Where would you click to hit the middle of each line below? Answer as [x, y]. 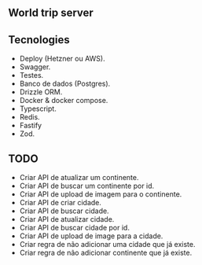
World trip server [51, 13]
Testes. [31, 75]
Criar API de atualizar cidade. [67, 219]
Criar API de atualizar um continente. [79, 178]
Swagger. [35, 67]
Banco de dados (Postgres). [65, 84]
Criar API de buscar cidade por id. [74, 228]
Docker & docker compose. [64, 101]
